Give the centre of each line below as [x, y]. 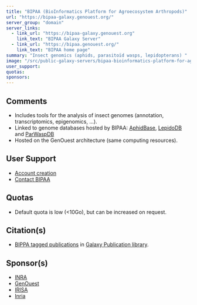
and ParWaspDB [34, 134]
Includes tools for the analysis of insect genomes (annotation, [89, 115]
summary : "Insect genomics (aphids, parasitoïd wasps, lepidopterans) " [97, 55]
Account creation [35, 173]
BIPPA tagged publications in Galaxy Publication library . [81, 244]
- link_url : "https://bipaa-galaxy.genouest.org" [73, 34]
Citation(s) [26, 230]
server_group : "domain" [35, 22]
